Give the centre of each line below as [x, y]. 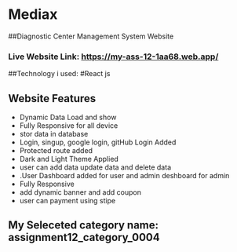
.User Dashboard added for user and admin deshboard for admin [124, 176]
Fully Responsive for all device [69, 126]
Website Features [52, 99]
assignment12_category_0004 [84, 237]
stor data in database [54, 134]
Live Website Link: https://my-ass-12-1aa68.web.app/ [113, 57]
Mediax [33, 15]
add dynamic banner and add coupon [80, 192]
